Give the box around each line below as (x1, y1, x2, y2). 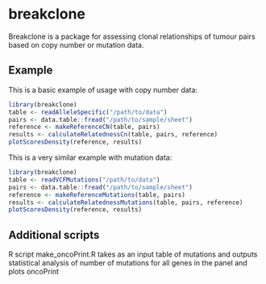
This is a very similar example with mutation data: (8, 152, 172, 162)
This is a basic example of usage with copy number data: (8, 85, 198, 94)
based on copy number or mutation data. (8, 40, 144, 49)
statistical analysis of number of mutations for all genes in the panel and (8, 258, 247, 268)
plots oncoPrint (8, 267, 59, 277)
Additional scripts (8, 228, 100, 242)
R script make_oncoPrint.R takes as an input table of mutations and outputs (8, 249, 258, 259)
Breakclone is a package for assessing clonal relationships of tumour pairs (8, 31, 256, 41)
